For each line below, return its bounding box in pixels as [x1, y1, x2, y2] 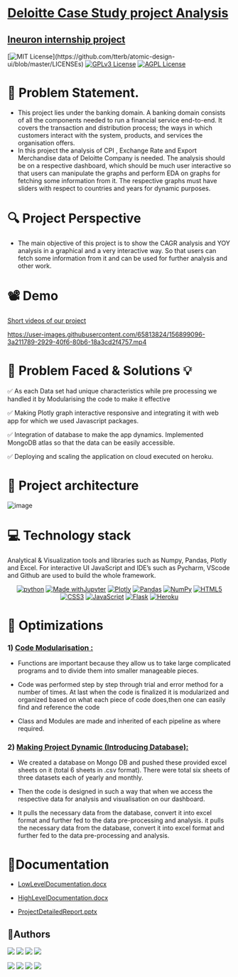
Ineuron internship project [7, 33, 126, 46]
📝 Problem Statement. [7, 85, 140, 101]
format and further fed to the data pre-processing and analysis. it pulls [17, 816, 225, 824]
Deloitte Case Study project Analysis [7, 5, 229, 21]
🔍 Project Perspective [7, 210, 141, 227]
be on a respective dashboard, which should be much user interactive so [17, 161, 232, 170]
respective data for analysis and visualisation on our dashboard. [17, 795, 205, 803]
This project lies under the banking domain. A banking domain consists [17, 108, 226, 117]
